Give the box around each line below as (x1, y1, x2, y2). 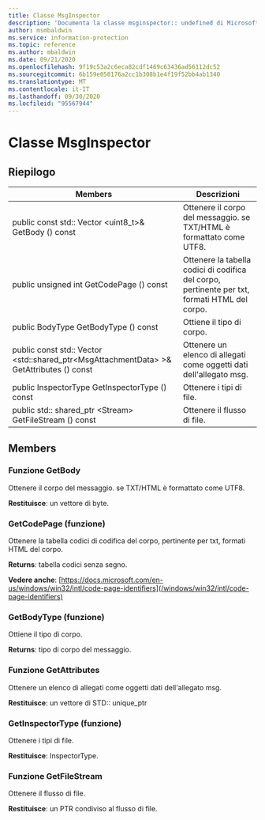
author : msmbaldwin (8, 26, 73, 34)
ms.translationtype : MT (8, 77, 87, 85)
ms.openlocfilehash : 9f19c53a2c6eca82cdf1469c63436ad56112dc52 (8, 63, 221, 71)
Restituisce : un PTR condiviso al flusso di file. (8, 804, 158, 814)
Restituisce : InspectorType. (8, 751, 99, 760)
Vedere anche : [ (8, 575, 62, 585)
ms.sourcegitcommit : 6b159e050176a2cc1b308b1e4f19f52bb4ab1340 (8, 70, 221, 78)
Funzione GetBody (8, 465, 81, 476)
